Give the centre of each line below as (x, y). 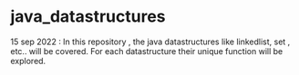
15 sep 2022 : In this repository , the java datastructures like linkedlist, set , (150, 42)
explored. (28, 61)
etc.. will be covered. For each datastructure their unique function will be (147, 51)
